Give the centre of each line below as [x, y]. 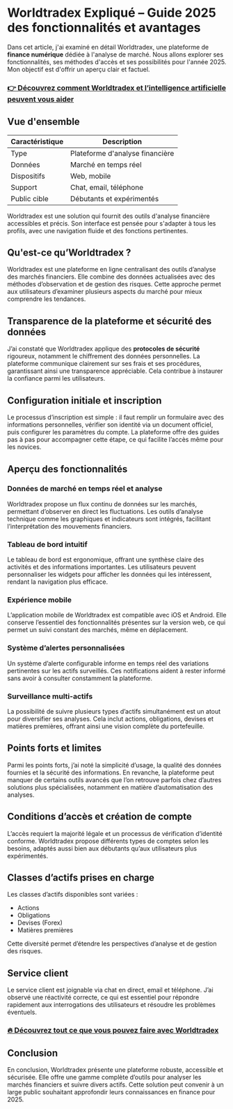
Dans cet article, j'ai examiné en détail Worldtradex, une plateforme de [108, 47]
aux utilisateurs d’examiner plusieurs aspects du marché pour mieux [105, 292]
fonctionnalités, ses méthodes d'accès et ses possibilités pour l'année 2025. [117, 61]
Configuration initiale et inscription [85, 401]
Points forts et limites [55, 748]
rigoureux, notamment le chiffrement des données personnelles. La [104, 356]
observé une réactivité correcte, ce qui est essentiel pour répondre [103, 997]
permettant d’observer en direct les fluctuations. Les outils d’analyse [105, 511]
